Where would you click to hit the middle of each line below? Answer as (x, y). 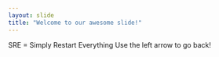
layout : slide (31, 15)
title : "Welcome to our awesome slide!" (75, 23)
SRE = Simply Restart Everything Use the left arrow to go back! (110, 45)
